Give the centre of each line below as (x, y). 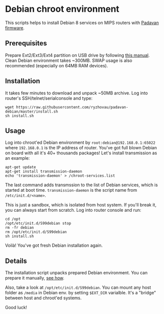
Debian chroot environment (62, 9)
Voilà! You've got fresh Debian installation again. (54, 245)
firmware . (15, 28)
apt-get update (21, 167)
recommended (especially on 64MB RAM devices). (56, 65)
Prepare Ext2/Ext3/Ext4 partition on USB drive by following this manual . (77, 55)
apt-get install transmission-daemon (44, 171)
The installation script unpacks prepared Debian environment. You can (76, 273)
